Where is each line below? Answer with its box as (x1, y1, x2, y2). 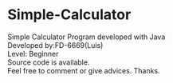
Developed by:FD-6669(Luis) (7, 40, 104, 49)
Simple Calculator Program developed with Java (7, 32, 166, 41)
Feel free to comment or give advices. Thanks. (7, 65, 160, 75)
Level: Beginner (7, 49, 59, 58)
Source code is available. (7, 57, 90, 67)
